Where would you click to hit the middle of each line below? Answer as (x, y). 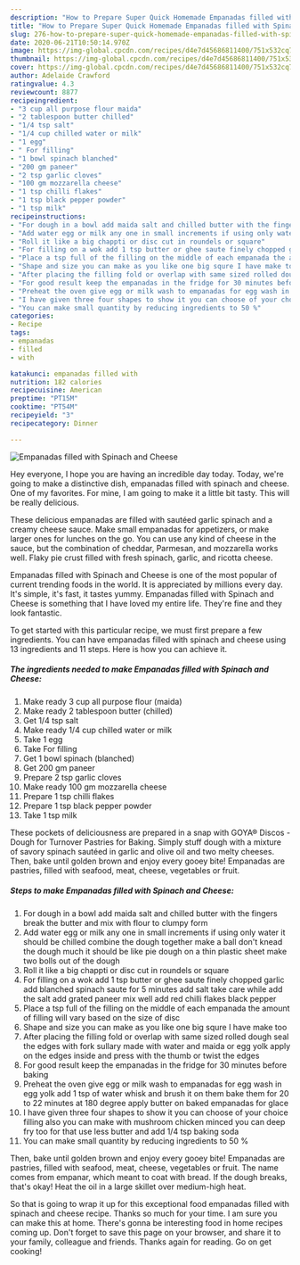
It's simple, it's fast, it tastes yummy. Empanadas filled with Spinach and (142, 593)
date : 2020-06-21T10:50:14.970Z (70, 42)
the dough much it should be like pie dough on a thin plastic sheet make (155, 951)
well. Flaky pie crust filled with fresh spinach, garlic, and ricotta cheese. (142, 558)
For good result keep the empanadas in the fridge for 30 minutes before (155, 1065)
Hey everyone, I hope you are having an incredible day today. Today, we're (147, 474)
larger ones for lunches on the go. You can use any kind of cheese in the (143, 538)
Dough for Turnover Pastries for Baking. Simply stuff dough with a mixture (146, 842)
